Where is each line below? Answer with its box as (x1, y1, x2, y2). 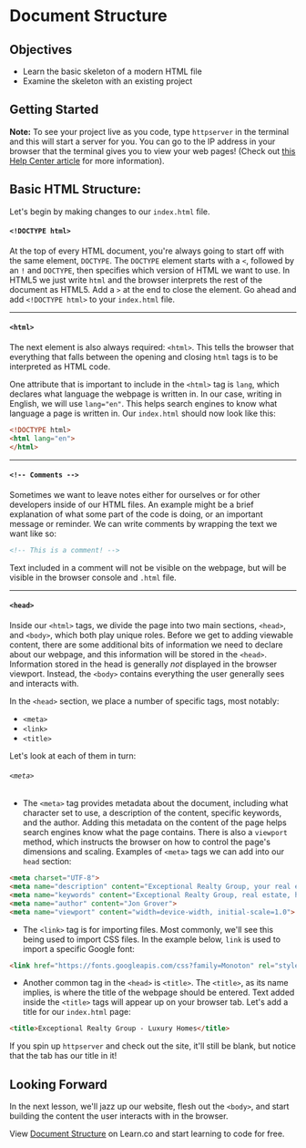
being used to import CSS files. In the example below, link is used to (22, 934, 280, 945)
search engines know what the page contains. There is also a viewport (22, 827, 289, 838)
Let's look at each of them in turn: (9, 750, 137, 761)
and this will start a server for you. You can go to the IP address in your (9, 136, 276, 147)
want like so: (9, 528, 57, 539)
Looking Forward (9, 1077, 107, 1092)
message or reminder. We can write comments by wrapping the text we (9, 518, 278, 529)
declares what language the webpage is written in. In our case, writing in (9, 388, 282, 399)
